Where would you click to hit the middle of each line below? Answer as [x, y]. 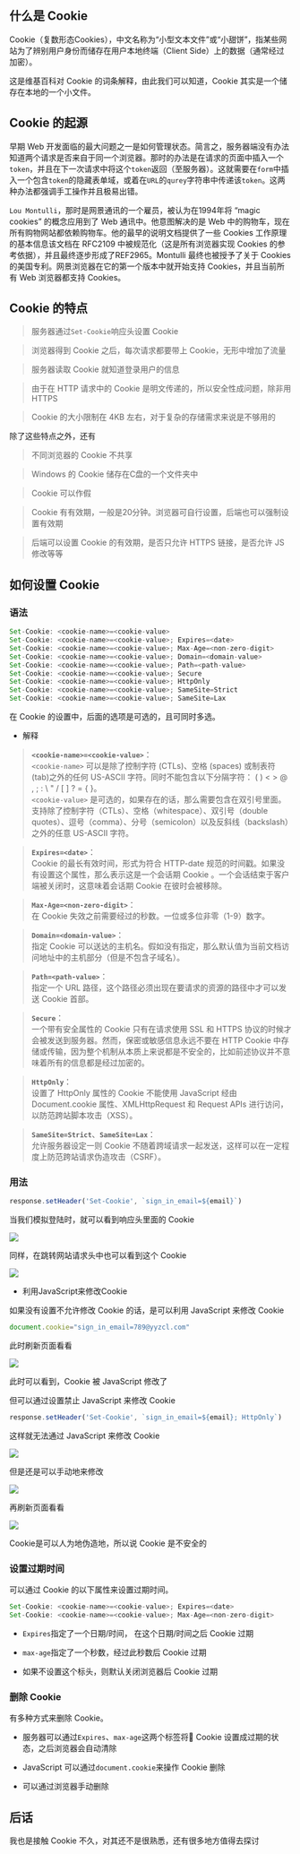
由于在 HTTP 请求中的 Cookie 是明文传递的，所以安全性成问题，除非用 [161, 389]
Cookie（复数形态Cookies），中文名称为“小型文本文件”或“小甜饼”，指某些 [144, 39]
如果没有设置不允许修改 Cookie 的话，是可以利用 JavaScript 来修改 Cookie [147, 1310]
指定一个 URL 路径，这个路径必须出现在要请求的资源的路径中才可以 [155, 987]
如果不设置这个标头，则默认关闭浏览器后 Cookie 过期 [120, 1671]
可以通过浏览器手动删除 [65, 1787]
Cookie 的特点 [48, 309]
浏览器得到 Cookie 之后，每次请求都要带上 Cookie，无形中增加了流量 [159, 350]
